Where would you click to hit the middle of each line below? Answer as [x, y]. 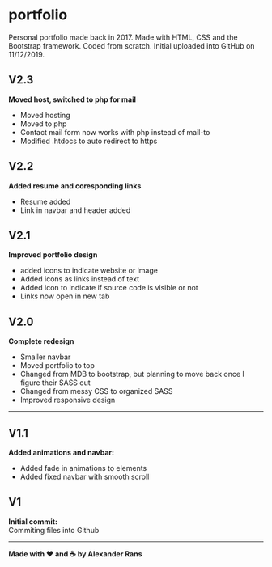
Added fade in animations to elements [83, 468]
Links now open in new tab [65, 296]
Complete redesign [41, 341]
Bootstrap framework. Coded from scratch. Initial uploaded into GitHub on [132, 45]
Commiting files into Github [54, 530]
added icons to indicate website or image [89, 271]
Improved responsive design [68, 400]
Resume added [45, 201]
